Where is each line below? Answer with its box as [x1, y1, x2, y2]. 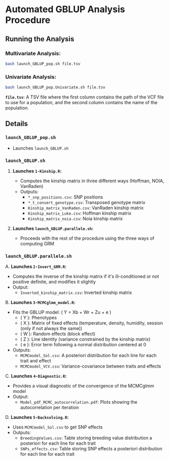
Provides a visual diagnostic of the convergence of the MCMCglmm [12, 383, 155, 389]
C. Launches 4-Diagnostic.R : [5, 373, 67, 379]
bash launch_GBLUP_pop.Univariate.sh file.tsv [5, 85, 106, 90]
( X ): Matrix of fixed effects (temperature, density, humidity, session [20, 320, 163, 326]
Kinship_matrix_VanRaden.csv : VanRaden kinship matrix [27, 205, 144, 211]
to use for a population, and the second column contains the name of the [5, 99, 158, 105]
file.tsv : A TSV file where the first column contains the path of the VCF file [5, 94, 164, 100]
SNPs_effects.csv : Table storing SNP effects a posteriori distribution [20, 446, 162, 452]
